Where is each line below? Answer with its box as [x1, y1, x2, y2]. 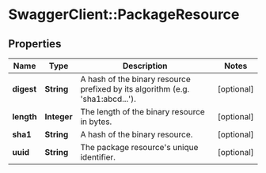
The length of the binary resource [80, 107, 206, 117]
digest [12, 84, 37, 94]
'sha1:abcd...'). [80, 93, 136, 104]
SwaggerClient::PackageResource [8, 6, 240, 24]
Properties [8, 37, 62, 51]
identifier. [80, 152, 116, 163]
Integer [44, 111, 73, 122]
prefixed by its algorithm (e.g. [80, 84, 190, 94]
